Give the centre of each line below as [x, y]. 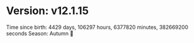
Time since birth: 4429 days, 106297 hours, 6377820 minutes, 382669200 [97, 27]
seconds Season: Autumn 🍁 [40, 33]
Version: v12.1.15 [47, 11]
